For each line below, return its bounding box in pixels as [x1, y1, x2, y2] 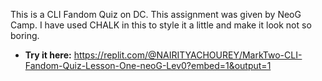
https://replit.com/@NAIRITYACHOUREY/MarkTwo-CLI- [73, 49, 303, 61]
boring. [10, 30, 40, 41]
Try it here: [24, 49, 72, 61]
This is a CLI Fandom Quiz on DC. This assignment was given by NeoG [10, 9, 302, 20]
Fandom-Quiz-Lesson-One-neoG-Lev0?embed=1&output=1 [24, 60, 272, 71]
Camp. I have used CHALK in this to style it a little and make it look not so [10, 19, 312, 31]
